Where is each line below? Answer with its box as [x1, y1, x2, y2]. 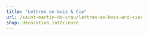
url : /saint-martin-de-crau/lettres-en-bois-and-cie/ [6, 14, 144, 20]
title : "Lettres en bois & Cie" [6, 8, 87, 15]
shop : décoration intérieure [6, 20, 79, 26]
